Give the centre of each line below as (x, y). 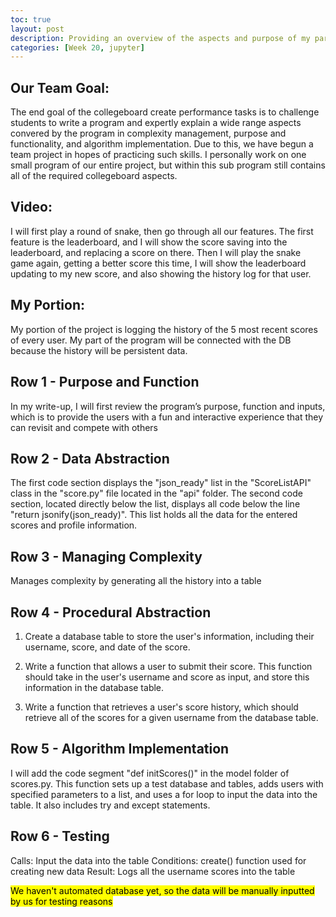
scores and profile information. (74, 525)
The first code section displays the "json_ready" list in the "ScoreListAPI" (161, 483)
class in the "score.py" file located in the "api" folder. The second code (156, 493)
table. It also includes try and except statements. (110, 805)
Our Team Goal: (60, 87)
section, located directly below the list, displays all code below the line (155, 504)
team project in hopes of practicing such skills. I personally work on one (158, 155)
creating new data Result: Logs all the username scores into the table (153, 871)
